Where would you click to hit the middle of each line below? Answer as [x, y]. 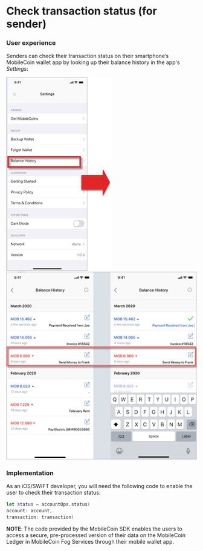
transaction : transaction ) [40, 517]
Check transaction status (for [82, 11]
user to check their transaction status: [53, 492]
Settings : [17, 69]
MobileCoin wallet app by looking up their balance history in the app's [93, 62]
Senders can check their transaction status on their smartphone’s [88, 56]
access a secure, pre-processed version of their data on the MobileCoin [96, 535]
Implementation [30, 473]
